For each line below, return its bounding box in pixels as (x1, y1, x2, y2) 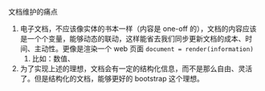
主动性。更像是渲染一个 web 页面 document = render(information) (34, 44, 255, 53)
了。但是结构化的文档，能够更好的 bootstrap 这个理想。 (19, 74, 205, 83)
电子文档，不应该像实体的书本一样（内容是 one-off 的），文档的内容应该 (19, 24, 257, 34)
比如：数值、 (31, 54, 75, 63)
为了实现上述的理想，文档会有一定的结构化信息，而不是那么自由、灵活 (19, 64, 253, 73)
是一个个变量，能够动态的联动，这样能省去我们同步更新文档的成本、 (19, 34, 246, 43)
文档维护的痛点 (8, 7, 58, 16)
